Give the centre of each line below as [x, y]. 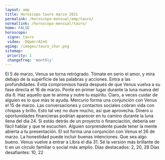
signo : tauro [21, 37]
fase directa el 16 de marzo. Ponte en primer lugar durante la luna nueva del [82, 90]
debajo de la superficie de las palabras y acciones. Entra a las [68, 79]
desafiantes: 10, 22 [24, 153]
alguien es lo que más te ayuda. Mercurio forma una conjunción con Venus [81, 100]
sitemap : [14, 51]
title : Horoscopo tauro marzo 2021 [42, 14]
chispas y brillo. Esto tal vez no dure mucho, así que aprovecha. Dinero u [79, 111]
